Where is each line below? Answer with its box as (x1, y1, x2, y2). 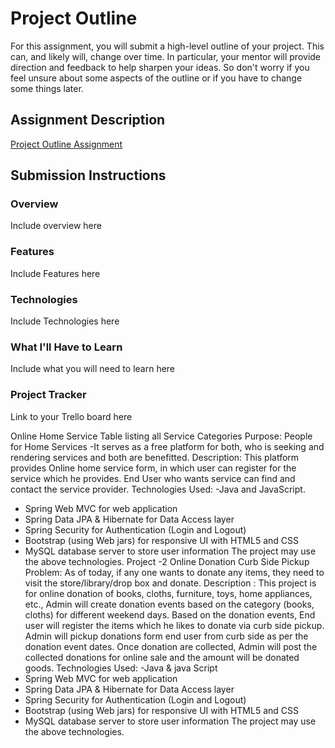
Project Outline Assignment (10, 138, 123, 150)
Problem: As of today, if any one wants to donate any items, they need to (24, 566, 325, 578)
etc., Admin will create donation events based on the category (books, (24, 598, 315, 610)
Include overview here (10, 220, 102, 232)
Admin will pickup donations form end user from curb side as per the (24, 630, 309, 642)
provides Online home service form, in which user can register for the (10, 462, 297, 474)
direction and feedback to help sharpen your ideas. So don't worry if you (10, 61, 310, 73)
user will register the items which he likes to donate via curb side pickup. (24, 619, 325, 631)
